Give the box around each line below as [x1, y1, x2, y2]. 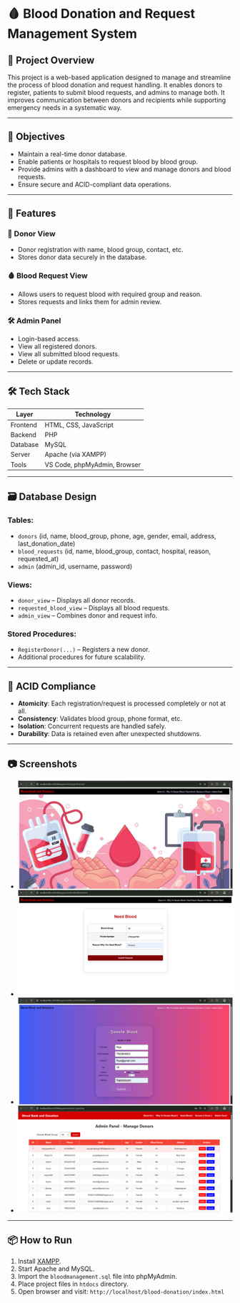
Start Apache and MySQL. [17, 1264, 95, 1273]
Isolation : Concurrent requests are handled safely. [17, 722, 166, 730]
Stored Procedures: [7, 629, 77, 639]
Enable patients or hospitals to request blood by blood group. [17, 157, 199, 166]
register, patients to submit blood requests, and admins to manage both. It [7, 89, 225, 96]
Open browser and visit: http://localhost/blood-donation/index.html [17, 1287, 225, 1296]
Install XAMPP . [17, 1257, 61, 1265]
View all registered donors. [17, 342, 97, 351]
